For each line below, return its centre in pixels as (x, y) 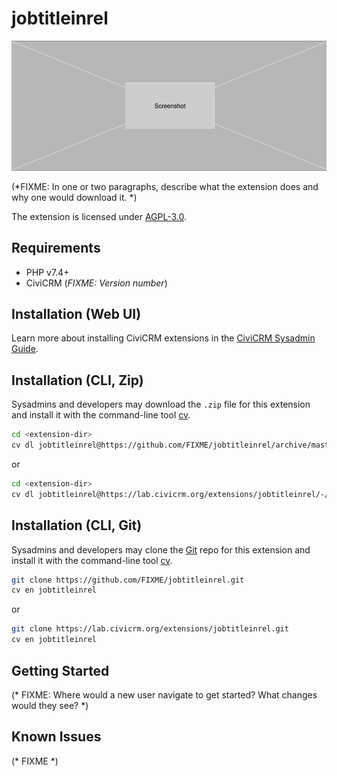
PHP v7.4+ (47, 272)
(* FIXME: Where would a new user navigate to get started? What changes (164, 694)
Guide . (25, 349)
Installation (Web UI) (76, 314)
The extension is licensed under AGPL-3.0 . (99, 216)
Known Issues (56, 737)
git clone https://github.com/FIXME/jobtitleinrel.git (128, 580)
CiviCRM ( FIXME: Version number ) (96, 283)
